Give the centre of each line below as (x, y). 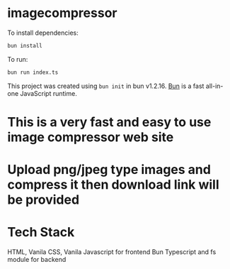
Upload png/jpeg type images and (109, 170)
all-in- (214, 86)
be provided (44, 200)
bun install (25, 45)
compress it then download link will (113, 185)
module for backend (37, 259)
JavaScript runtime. (49, 93)
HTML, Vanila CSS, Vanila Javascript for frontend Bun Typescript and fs (112, 252)
